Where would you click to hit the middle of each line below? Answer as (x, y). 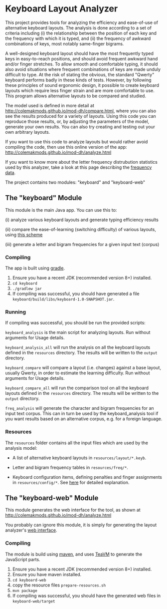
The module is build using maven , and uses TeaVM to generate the (74, 554)
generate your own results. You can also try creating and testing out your (80, 127)
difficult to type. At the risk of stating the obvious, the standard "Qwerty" (80, 74)
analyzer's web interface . (31, 530)
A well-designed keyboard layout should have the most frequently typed (79, 53)
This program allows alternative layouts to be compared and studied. (76, 96)
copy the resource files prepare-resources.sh (59, 585)
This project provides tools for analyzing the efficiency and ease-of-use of (82, 22)
